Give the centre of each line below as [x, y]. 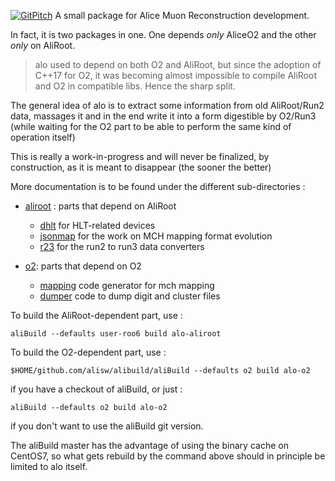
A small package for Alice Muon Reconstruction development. [182, 15]
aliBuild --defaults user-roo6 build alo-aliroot [116, 334]
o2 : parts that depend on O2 [83, 266]
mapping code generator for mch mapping [127, 285]
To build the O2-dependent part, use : [88, 352]
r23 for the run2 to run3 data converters [122, 246]
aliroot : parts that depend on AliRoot [100, 206]
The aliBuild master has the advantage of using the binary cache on [149, 445]
